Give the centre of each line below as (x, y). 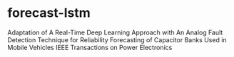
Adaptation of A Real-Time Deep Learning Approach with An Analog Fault (115, 32)
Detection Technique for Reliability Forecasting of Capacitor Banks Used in (117, 39)
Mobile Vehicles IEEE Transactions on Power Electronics (90, 47)
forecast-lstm (49, 13)
